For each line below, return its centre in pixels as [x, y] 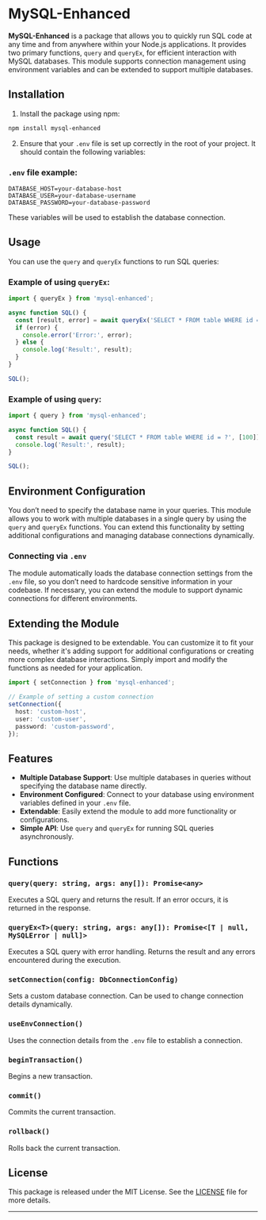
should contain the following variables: [83, 152]
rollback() [29, 1131]
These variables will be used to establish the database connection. [117, 217]
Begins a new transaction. [51, 1076]
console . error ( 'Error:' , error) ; [78, 335]
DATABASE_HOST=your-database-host [65, 189]
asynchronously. [46, 837]
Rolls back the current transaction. [65, 1148]
